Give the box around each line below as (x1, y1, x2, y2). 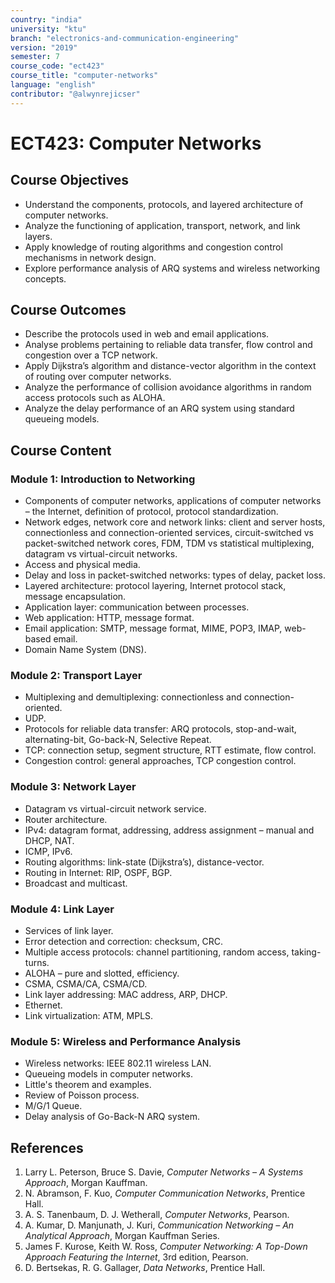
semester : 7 (10, 52, 60, 62)
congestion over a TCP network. (24, 349, 158, 361)
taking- (291, 946, 322, 958)
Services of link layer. (24, 925, 114, 937)
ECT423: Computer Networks (10, 132, 262, 155)
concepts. (24, 272, 67, 285)
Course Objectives (10, 172, 130, 189)
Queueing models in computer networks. (24, 1068, 194, 1080)
